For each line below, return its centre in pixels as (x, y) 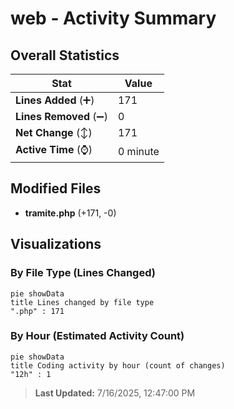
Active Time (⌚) (54, 149)
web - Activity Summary (113, 18)
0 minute (138, 151)
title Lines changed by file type (82, 302)
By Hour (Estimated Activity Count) (97, 336)
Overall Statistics (65, 55)
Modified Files (56, 188)
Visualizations (56, 244)
